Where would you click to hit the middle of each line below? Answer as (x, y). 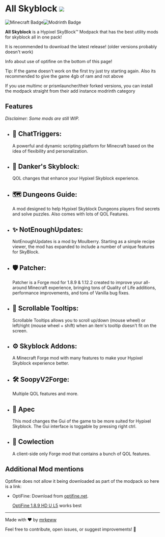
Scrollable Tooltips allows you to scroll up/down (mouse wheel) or (79, 320)
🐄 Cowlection (33, 442)
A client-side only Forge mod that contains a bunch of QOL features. (81, 454)
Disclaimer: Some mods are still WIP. (42, 118)
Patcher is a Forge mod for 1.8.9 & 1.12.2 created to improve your (77, 282)
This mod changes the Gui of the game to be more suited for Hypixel (82, 421)
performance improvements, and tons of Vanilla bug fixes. (71, 293)
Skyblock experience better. (41, 363)
